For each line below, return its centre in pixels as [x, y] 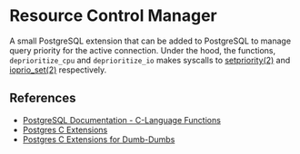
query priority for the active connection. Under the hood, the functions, [143, 50]
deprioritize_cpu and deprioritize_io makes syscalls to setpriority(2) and [150, 60]
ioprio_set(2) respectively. [58, 70]
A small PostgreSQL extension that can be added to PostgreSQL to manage [150, 41]
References [43, 98]
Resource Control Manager [113, 16]
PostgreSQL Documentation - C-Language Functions [121, 120]
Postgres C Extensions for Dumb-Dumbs [99, 139]
